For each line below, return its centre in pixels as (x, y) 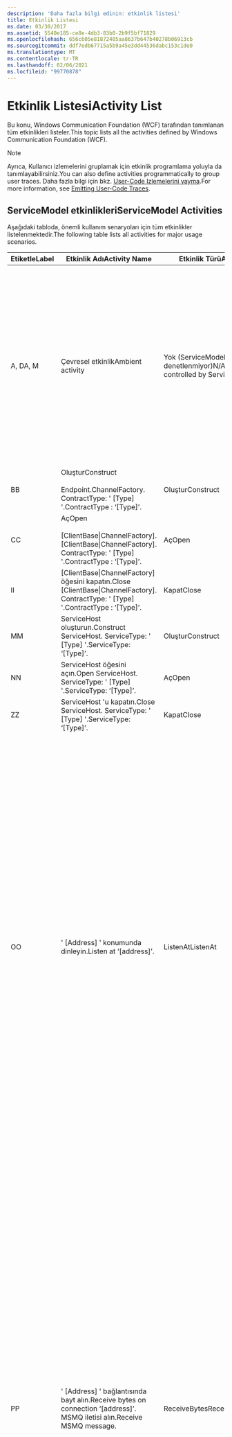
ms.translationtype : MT (41, 53)
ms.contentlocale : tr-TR (43, 59)
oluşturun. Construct (94, 628)
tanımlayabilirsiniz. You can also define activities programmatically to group (113, 174)
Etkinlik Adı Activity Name (109, 259)
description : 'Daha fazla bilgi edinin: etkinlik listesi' (94, 14)
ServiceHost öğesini (94, 664)
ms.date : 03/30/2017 (37, 26)
